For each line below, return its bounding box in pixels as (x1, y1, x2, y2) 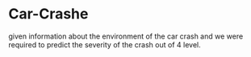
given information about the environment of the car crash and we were (8, 31, 244, 41)
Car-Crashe (8, 5, 89, 23)
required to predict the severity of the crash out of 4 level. (8, 39, 201, 49)
